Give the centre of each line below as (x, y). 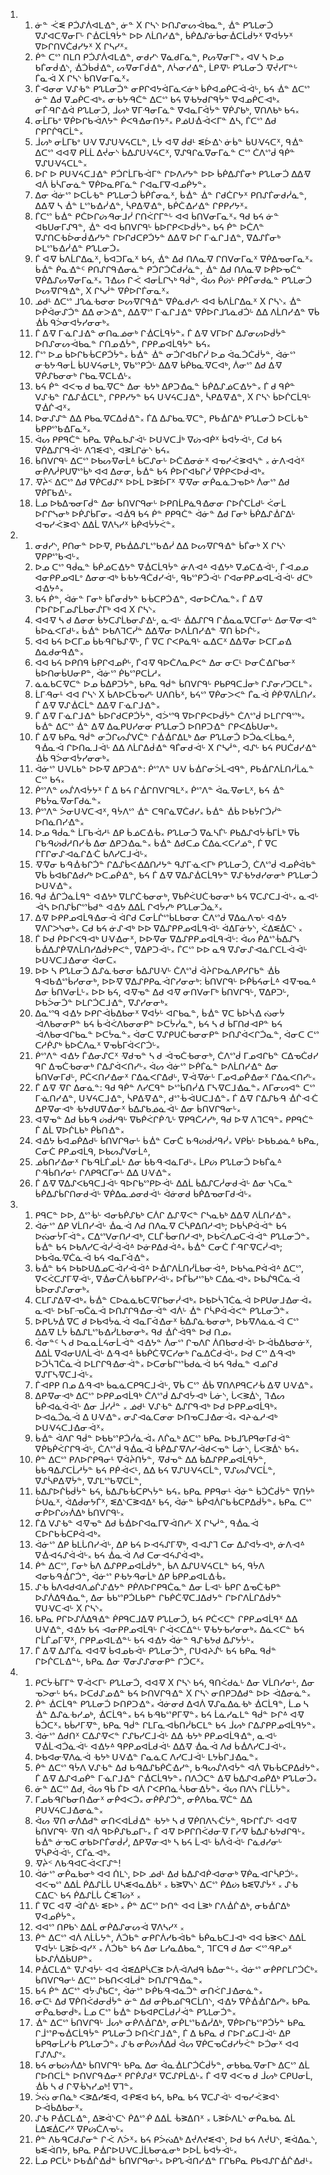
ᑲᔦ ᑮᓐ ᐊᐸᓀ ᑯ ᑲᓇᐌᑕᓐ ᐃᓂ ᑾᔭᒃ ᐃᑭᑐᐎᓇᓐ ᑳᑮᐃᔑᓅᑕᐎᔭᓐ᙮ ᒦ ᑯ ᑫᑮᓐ (165, 386)
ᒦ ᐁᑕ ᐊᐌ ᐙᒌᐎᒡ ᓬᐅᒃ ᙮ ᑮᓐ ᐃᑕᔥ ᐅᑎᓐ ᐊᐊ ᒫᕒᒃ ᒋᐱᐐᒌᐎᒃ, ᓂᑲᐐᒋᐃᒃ (162, 1905)
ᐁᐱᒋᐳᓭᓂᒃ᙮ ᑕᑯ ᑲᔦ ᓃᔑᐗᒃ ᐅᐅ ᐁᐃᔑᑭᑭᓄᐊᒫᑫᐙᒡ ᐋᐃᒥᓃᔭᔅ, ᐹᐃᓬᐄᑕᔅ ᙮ (168, 928)
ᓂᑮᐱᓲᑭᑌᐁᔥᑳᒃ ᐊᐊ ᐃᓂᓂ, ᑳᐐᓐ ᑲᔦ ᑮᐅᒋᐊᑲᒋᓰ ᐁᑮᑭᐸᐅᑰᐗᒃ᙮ (150, 471)
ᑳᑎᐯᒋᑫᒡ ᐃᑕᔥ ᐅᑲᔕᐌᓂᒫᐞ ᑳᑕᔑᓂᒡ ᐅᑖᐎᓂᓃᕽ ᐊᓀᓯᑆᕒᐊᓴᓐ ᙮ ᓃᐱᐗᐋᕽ (169, 460)
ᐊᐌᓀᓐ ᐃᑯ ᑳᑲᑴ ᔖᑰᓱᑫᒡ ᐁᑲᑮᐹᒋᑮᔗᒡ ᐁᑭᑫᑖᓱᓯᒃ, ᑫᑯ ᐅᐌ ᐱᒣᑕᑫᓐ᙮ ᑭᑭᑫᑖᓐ (174, 1119)
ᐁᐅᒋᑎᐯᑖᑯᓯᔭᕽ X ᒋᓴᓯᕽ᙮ (81, 46)
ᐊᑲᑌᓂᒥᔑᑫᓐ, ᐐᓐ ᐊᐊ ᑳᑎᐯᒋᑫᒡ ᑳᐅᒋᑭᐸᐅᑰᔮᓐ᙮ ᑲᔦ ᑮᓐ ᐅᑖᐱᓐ (149, 227)
